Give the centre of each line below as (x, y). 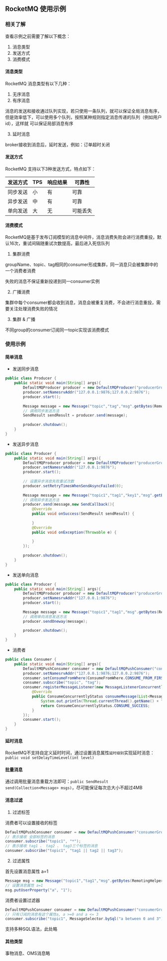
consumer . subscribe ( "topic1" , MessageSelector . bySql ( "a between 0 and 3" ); (85, 919)
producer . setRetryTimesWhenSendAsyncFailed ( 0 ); (73, 486)
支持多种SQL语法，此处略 (31, 929)
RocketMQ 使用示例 (36, 9)
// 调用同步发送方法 (41, 411)
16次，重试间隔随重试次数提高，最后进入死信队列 (60, 244)
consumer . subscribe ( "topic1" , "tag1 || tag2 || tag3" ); (64, 851)
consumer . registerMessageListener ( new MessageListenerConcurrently (94, 687)
